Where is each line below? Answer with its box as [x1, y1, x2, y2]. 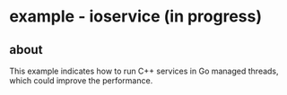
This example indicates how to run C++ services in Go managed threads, [9, 65, 280, 76]
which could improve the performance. [9, 75, 153, 86]
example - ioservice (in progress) [9, 6, 263, 27]
